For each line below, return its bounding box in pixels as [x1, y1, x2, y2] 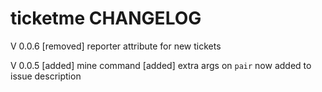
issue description [10, 70, 82, 82]
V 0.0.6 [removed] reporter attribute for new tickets [10, 40, 222, 52]
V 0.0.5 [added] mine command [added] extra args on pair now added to [10, 59, 312, 71]
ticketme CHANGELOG [10, 7, 202, 30]
